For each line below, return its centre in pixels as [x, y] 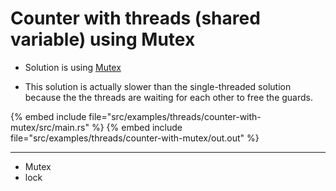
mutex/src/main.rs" [50, 127]
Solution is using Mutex [73, 67]
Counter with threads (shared [135, 18]
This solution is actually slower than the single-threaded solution [158, 86]
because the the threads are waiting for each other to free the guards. [168, 97]
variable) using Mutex [103, 39]
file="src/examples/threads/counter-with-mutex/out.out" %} [135, 138]
